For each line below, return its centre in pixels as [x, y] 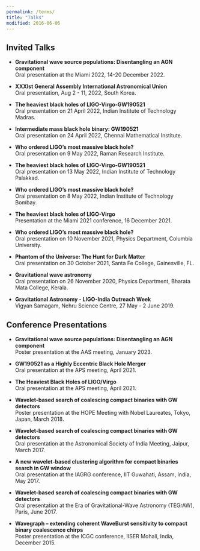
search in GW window [43, 468]
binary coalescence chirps [49, 530]
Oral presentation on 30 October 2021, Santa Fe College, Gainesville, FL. [105, 263]
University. [28, 245]
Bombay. [26, 203]
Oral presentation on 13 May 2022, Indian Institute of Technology [95, 172]
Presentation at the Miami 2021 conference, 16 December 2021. [93, 221]
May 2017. [27, 481]
